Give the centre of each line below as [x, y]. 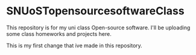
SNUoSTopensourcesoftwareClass [96, 11]
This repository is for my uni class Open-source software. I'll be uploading [98, 27]
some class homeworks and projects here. [59, 33]
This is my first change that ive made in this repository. [74, 45]
